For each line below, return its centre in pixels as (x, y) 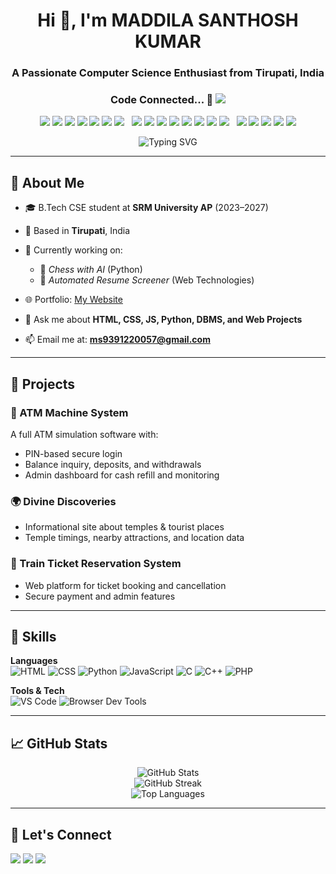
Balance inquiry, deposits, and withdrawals (113, 464)
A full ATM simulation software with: (84, 434)
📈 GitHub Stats (59, 743)
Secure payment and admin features (100, 596)
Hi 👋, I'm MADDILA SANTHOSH (168, 20)
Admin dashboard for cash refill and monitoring (122, 475)
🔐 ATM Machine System (69, 412)
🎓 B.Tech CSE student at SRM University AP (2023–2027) (146, 208)
